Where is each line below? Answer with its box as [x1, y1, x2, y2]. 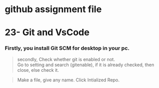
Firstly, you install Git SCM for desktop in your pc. [5, 45, 130, 52]
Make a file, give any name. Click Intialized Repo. [17, 77, 120, 83]
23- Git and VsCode [5, 27, 90, 38]
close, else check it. [17, 67, 59, 73]
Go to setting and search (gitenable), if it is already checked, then [17, 62, 154, 68]
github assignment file [5, 4, 102, 15]
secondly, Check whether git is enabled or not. [17, 56, 115, 62]
